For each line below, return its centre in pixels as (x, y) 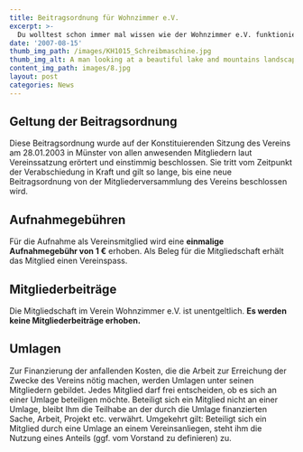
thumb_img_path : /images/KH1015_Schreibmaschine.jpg (110, 52)
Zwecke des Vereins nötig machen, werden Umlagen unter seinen (132, 380)
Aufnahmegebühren (68, 219)
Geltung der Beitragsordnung (93, 122)
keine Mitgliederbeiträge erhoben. (75, 321)
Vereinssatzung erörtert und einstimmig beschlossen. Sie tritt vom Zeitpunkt (151, 163)
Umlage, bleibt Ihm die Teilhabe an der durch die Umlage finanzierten (138, 409)
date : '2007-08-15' (46, 43)
